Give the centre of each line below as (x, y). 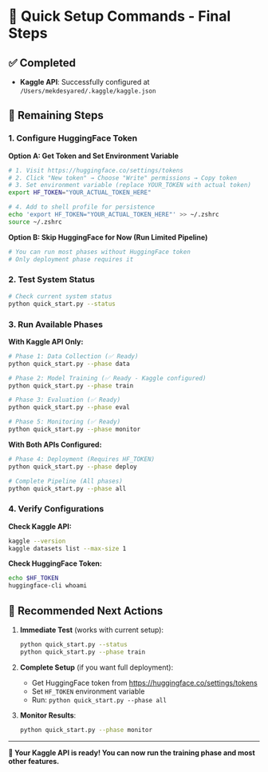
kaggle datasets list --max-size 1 (67, 548)
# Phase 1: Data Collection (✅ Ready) (73, 356)
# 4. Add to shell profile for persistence (82, 207)
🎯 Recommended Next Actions (86, 611)
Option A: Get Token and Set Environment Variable (94, 156)
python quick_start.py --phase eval (69, 408)
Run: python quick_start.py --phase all (99, 699)
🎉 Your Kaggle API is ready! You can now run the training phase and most (132, 752)
